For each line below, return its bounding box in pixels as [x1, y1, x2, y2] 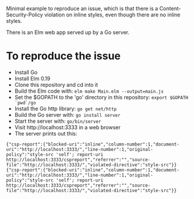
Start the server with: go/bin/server [14, 117, 101, 124]
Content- [159, 5, 181, 12]
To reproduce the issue [6, 49, 121, 63]
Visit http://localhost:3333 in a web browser [14, 123, 121, 131]
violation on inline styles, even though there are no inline [44, 11, 181, 18]
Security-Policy [6, 11, 43, 18]
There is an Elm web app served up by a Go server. [6, 29, 130, 36]
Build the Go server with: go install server [14, 111, 121, 118]
